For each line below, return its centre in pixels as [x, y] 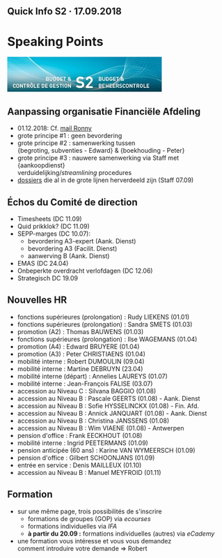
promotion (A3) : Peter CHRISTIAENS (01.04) [81, 354]
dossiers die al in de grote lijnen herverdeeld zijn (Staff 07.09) [105, 180]
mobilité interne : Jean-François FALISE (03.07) [85, 384]
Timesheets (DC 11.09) [49, 218]
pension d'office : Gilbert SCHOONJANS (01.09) [86, 458]
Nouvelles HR [37, 300]
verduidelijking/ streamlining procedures [74, 173]
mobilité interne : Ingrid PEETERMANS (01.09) [82, 443]
